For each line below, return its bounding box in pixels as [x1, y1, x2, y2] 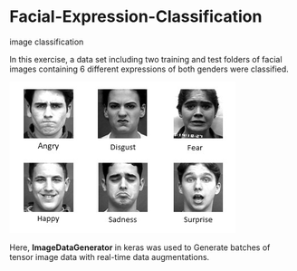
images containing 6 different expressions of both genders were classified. [9, 63, 290, 74]
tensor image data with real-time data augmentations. [9, 251, 210, 262]
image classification [9, 36, 84, 47]
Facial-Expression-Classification [9, 6, 263, 27]
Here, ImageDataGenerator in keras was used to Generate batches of [9, 242, 271, 253]
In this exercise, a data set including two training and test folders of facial [9, 53, 283, 64]
